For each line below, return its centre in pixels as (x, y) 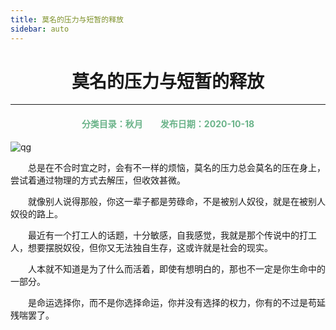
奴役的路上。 (36, 213)
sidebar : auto (40, 29)
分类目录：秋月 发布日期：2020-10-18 (168, 124)
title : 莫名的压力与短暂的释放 (67, 19)
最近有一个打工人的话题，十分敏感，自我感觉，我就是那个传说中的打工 (172, 235)
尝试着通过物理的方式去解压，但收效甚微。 (98, 180)
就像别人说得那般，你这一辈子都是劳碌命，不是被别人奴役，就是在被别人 (177, 201)
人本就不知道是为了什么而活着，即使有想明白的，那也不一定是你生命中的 (177, 268)
